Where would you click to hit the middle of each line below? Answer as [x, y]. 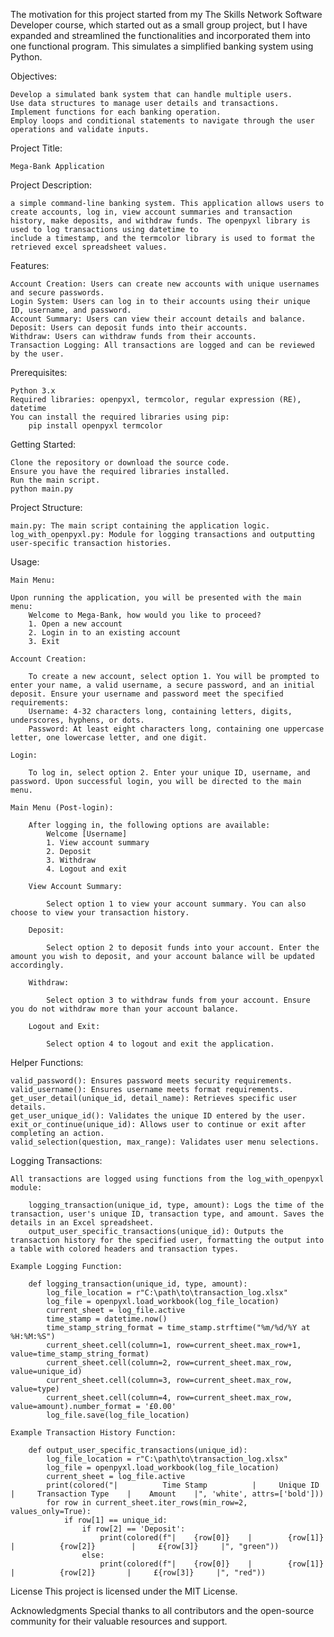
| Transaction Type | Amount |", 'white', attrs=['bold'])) [167, 1494]
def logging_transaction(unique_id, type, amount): [138, 1284]
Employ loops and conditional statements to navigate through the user [162, 121]
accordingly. [37, 965]
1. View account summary [98, 843]
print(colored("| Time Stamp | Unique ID [183, 1485]
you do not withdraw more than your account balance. [125, 1009]
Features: [30, 265]
